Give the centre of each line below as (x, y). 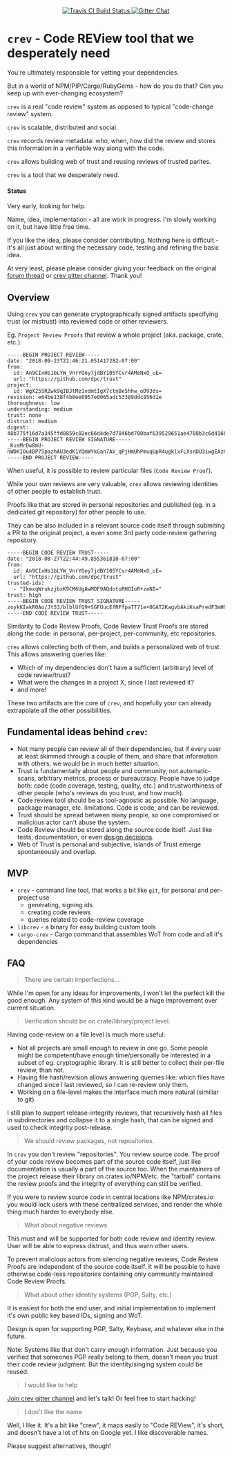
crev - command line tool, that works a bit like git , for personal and (113, 890)
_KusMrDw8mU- (26, 445)
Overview (29, 297)
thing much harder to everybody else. (61, 1212)
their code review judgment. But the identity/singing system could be (105, 1364)
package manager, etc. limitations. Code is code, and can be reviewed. (118, 807)
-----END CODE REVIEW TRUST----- (55, 613)
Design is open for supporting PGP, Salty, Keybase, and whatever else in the (116, 1329)
